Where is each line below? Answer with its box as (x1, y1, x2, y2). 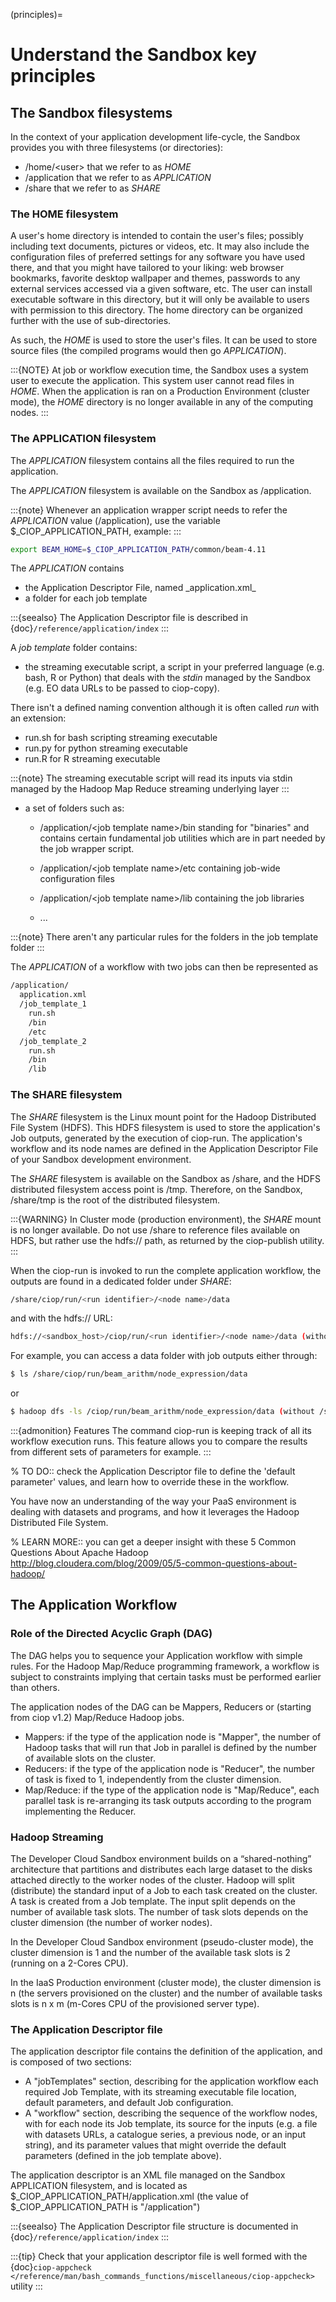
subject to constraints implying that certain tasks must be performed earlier (10, 1670, 322, 1683)
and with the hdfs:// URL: (10, 1312, 113, 1324)
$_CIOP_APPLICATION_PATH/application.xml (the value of (10, 2190, 250, 2203)
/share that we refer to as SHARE (24, 182, 161, 194)
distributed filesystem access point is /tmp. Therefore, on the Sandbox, (10, 1183, 303, 1195)
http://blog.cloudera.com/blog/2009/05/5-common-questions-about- (10, 1557, 298, 1569)
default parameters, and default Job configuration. (24, 2097, 234, 2109)
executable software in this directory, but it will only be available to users (10, 294, 310, 306)
